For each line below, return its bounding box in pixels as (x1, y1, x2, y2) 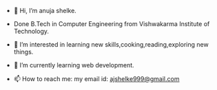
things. (13, 48, 34, 56)
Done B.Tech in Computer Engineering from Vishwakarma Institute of (13, 20, 210, 27)
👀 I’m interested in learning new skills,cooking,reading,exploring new (13, 41, 209, 48)
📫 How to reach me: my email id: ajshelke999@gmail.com (13, 75, 180, 82)
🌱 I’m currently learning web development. (13, 61, 134, 69)
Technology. (13, 27, 50, 35)
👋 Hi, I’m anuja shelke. (13, 7, 77, 14)
